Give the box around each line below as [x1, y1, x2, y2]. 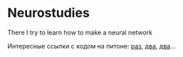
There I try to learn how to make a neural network [7, 28, 153, 37]
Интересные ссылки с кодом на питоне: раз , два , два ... [7, 42, 176, 50]
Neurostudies [7, 5, 90, 21]
